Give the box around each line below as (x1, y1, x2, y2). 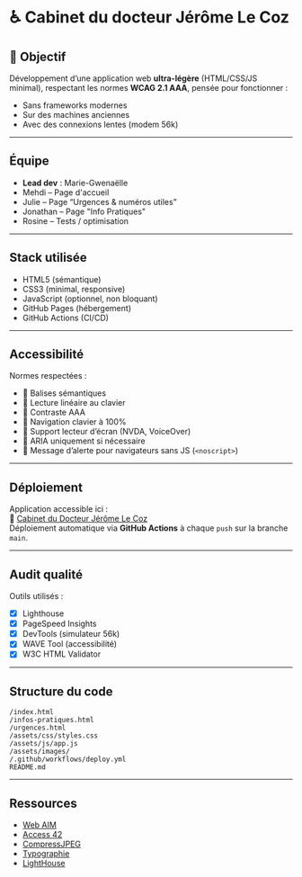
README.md (9, 763, 47, 772)
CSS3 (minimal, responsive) (22, 283, 126, 294)
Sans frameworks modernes (22, 100, 128, 111)
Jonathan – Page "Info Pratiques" (22, 206, 147, 217)
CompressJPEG (22, 838, 82, 849)
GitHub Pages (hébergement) (22, 302, 132, 313)
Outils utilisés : (9, 591, 64, 602)
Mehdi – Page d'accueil (22, 186, 110, 198)
